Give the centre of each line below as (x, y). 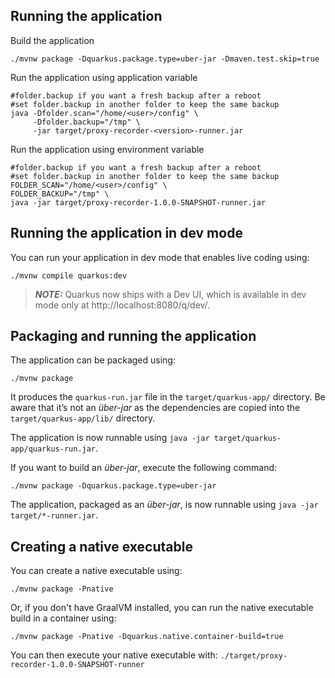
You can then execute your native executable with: (114, 655)
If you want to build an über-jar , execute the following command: (144, 468)
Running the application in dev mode (126, 233)
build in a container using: (63, 618)
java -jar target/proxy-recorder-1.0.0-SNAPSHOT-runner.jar (138, 202)
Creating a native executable (101, 546)
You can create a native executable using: (96, 571)
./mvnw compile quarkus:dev (69, 275)
